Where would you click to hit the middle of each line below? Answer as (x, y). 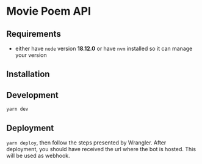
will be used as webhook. (38, 156)
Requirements (34, 34)
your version (31, 55)
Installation (28, 74)
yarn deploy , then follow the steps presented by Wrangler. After (86, 143)
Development (33, 95)
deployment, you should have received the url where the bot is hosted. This (101, 149)
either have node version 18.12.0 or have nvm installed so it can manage (104, 48)
